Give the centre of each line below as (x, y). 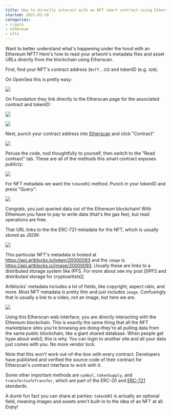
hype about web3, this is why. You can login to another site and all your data (86, 339)
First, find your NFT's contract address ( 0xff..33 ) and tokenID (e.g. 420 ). (82, 69)
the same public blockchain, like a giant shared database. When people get (84, 333)
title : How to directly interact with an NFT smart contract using (79, 10)
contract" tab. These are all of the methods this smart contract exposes (81, 159)
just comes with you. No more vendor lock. (50, 344)
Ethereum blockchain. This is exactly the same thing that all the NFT (77, 322)
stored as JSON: (23, 235)
